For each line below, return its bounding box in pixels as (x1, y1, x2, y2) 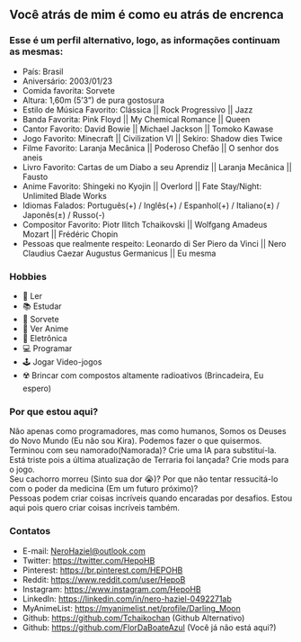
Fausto (22, 171, 49, 182)
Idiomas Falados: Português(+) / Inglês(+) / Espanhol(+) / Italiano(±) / (22, 200, 280, 211)
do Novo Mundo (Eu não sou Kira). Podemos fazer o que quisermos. (9, 436, 262, 447)
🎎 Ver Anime (22, 323, 69, 334)
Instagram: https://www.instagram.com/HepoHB (22, 583, 201, 594)
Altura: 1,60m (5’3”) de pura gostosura (22, 95, 164, 105)
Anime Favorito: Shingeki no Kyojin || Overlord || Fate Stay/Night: (22, 180, 262, 192)
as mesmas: (9, 45, 64, 58)
